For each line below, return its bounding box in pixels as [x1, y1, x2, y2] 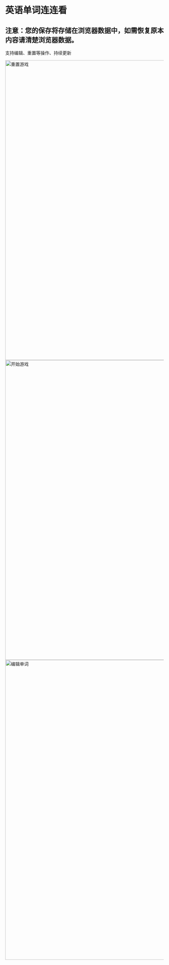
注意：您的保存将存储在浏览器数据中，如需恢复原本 [5, 26, 164, 35]
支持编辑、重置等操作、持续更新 [5, 50, 71, 56]
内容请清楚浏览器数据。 [5, 36, 78, 44]
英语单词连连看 [5, 5, 67, 16]
